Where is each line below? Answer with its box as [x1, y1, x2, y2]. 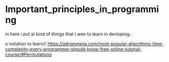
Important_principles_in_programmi [5, 4, 159, 15]
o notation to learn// [5, 40, 47, 46]
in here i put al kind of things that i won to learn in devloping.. [5, 31, 132, 37]
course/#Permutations [5, 51, 52, 57]
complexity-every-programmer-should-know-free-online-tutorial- [5, 46, 142, 52]
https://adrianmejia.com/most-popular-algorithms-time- [47, 40, 164, 46]
